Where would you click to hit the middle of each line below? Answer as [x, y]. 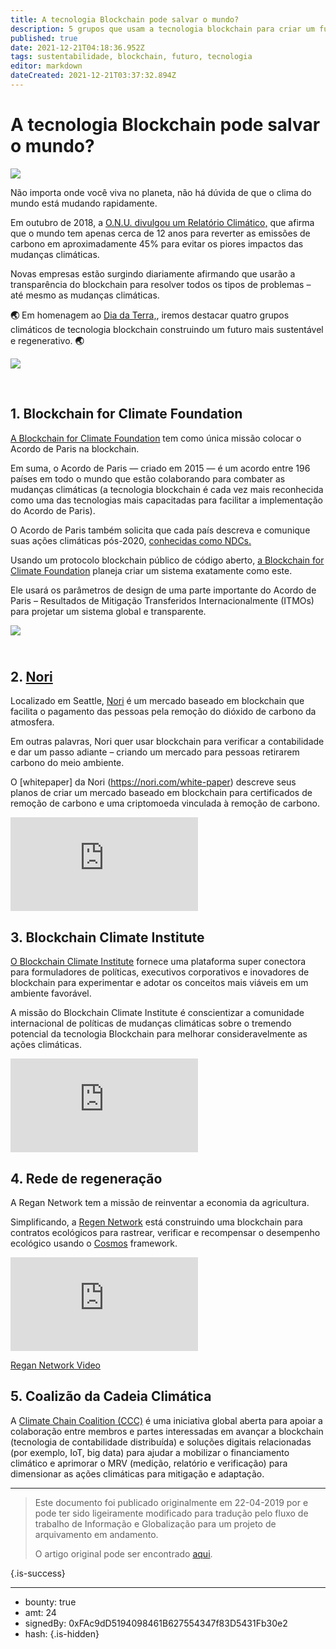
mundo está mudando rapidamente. [84, 203]
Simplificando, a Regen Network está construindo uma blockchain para [156, 1222]
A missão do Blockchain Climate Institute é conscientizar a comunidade [157, 1013]
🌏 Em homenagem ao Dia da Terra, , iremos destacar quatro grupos [150, 315]
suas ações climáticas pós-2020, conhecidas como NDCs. [131, 540]
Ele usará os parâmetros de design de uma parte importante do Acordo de [163, 590]
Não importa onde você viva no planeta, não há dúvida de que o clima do [161, 192]
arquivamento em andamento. [96, 1534]
